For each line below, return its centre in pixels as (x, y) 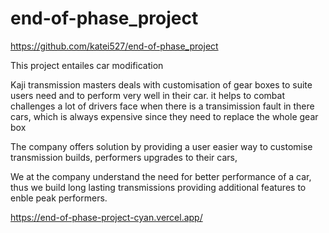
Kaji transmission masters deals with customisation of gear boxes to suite (161, 84)
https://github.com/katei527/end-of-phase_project (114, 46)
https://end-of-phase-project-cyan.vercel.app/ (106, 217)
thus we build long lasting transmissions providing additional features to (158, 187)
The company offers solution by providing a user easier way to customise (161, 146)
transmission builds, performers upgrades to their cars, (124, 157)
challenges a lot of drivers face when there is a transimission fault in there (162, 106)
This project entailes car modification (87, 65)
